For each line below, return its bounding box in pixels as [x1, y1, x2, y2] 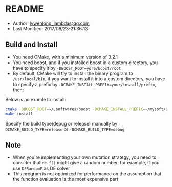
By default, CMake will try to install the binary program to [12, 70, 133, 76]
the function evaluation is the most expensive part [12, 176, 119, 182]
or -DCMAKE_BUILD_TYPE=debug [63, 126, 125, 132]
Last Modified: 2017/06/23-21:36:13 [12, 25, 88, 31]
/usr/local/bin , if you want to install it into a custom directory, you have [12, 75, 165, 82]
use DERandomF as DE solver [12, 165, 70, 172]
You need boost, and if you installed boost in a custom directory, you [12, 59, 158, 66]
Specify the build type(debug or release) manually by [5, 120, 118, 127]
